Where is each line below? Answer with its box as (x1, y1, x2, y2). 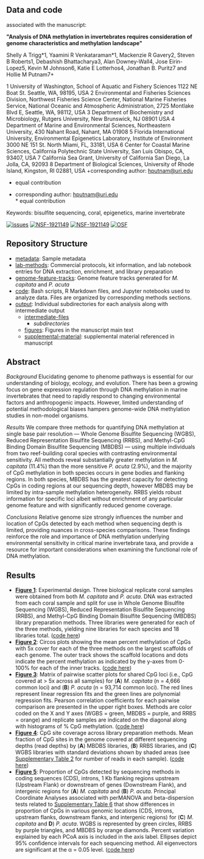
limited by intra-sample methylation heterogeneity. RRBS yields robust (6, 489, 182, 496)
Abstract (6, 357, 41, 367)
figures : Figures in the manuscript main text (24, 326, 134, 334)
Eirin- (169, 57, 183, 65)
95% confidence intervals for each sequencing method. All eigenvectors (15, 839, 197, 847)
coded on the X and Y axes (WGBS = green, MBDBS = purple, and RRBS (15, 710, 197, 717)
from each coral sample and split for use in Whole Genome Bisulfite (15, 599, 185, 607)
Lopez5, (6, 64, 27, 71)
